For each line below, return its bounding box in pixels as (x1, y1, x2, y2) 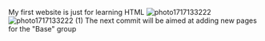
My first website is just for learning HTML (8, 8, 145, 17)
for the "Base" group (8, 24, 77, 33)
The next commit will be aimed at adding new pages (85, 16, 258, 25)
